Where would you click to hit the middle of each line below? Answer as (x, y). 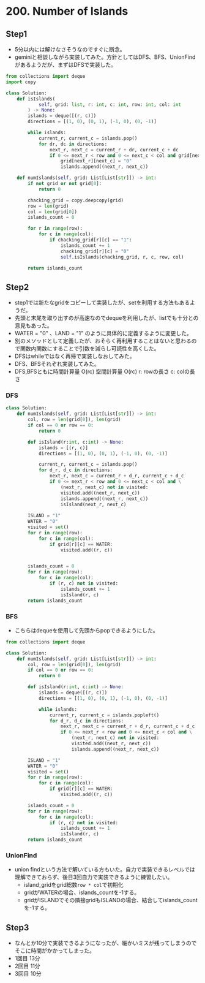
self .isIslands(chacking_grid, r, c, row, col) (122, 257)
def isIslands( (36, 99)
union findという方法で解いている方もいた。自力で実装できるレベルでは (105, 870)
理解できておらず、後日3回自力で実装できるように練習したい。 (94, 877)
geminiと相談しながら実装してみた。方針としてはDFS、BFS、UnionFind (105, 57)
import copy (21, 82)
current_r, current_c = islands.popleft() (104, 715)
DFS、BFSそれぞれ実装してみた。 (57, 364)
